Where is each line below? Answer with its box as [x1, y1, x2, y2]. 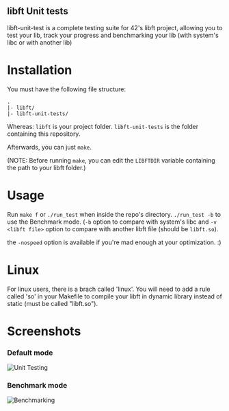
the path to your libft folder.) [7, 163, 86, 172]
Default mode [7, 348, 53, 357]
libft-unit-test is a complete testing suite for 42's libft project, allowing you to [7, 23, 223, 32]
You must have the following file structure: [7, 85, 126, 93]
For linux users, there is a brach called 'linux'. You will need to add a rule [7, 285, 211, 293]
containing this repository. [7, 130, 81, 138]
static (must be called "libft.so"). [7, 299, 98, 307]
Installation [7, 62, 72, 78]
